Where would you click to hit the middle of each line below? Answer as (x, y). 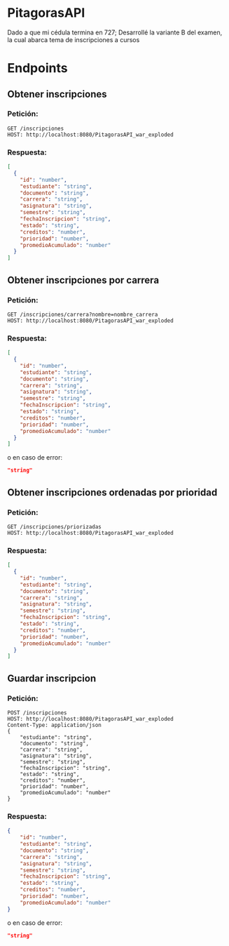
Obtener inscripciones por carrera (83, 280)
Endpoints (37, 68)
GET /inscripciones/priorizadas (54, 527)
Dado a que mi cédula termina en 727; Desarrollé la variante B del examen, (115, 32)
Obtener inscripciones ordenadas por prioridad (112, 492)
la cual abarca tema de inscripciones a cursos (74, 39)
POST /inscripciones (37, 713)
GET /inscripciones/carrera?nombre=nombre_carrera (83, 314)
